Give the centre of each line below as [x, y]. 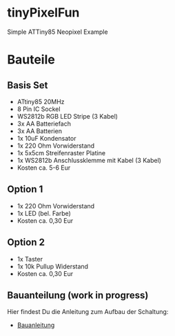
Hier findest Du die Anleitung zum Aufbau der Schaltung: [88, 312]
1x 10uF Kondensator [47, 138]
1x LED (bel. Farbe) [44, 213]
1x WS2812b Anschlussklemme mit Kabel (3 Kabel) [89, 160]
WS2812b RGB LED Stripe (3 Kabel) [68, 116]
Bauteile [31, 60]
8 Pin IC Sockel [39, 109]
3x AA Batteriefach [44, 123]
